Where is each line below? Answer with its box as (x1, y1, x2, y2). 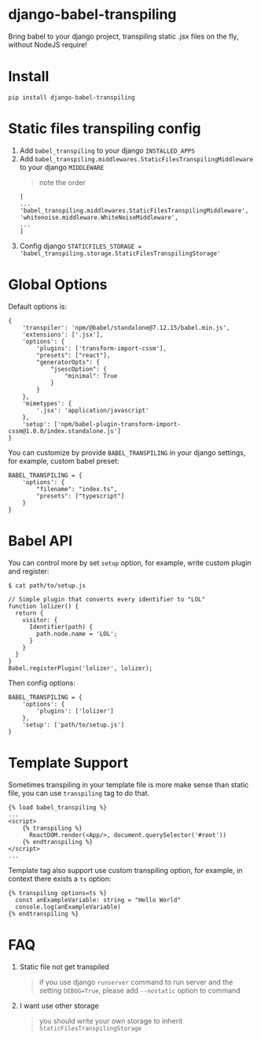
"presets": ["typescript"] (36, 492, 125, 500)
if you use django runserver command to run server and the (39, 977, 233, 986)
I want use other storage (19, 1001, 100, 1010)
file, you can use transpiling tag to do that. (8, 788, 150, 798)
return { (15, 609, 44, 617)
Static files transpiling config (8, 120, 202, 138)
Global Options (8, 276, 108, 293)
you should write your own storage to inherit (39, 1016, 183, 1025)
